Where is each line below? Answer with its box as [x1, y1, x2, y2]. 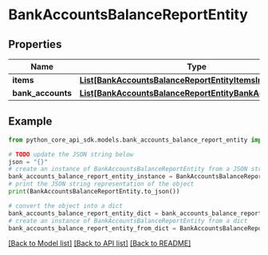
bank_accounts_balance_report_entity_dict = [8, 209, 159, 217]
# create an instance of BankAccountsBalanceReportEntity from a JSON [8, 165, 248, 173]
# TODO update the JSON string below [8, 150, 134, 158]
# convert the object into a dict [8, 201, 124, 209]
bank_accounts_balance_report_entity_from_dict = [8, 224, 177, 233]
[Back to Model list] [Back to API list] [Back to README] [8, 238, 191, 249]
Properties [8, 38, 62, 51]
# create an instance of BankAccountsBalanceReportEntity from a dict [8, 217, 248, 225]
